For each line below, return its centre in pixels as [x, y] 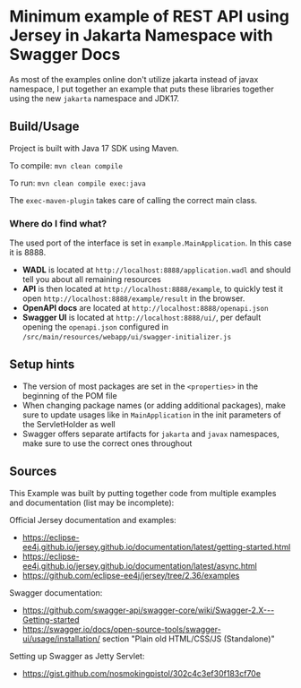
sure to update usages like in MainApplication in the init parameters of [152, 415]
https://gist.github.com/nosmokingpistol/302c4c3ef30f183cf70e [142, 673]
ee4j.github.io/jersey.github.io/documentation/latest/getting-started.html [156, 546]
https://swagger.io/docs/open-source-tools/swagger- [121, 629]
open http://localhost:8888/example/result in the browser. [133, 298]
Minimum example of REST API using [149, 17]
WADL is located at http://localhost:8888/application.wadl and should [156, 270]
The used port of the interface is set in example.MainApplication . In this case [150, 243]
